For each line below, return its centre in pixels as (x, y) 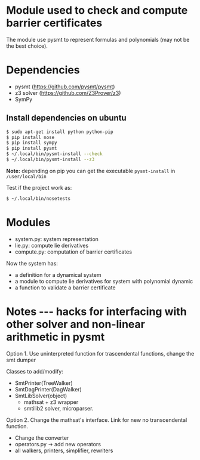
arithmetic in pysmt (56, 337)
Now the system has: (32, 263)
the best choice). (27, 46)
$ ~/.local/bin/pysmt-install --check (54, 154)
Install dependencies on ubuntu (66, 118)
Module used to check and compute (97, 10)
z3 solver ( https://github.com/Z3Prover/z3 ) (68, 92)
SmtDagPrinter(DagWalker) (48, 389)
